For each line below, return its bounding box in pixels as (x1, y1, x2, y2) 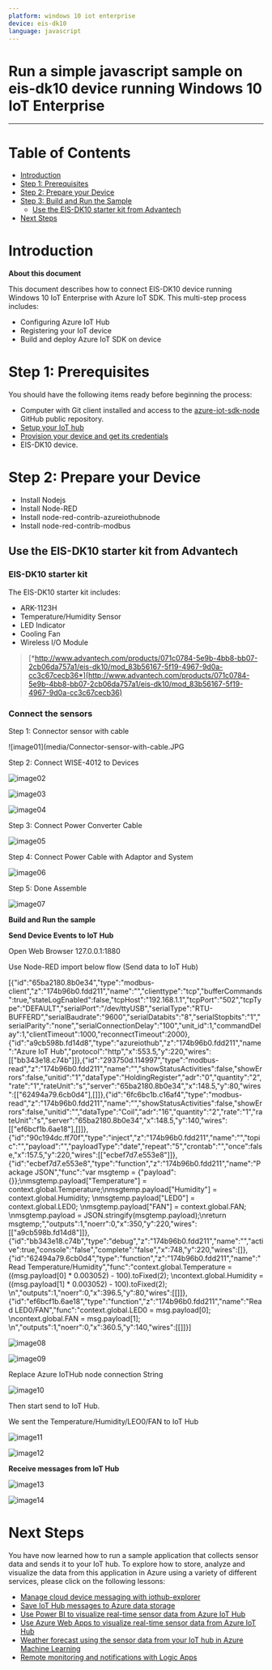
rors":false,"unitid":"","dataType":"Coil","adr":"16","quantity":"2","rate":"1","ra (8, 1107, 263, 1117)
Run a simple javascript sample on (8, 62, 243, 80)
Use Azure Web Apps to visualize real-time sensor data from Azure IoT (19, 1617, 257, 1627)
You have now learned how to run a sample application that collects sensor (8, 1550, 259, 1560)
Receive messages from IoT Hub (8, 1464, 120, 1474)
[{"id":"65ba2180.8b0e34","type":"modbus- (8, 978, 155, 988)
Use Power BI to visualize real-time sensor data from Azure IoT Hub (19, 1609, 246, 1619)
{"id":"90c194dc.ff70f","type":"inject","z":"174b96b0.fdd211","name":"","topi (8, 1133, 261, 1143)
